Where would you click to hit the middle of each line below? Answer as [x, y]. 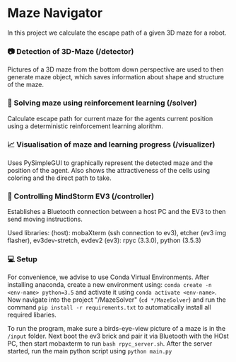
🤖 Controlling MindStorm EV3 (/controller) [81, 196]
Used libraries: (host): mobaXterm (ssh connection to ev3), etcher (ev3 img [117, 233]
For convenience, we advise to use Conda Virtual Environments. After [108, 277]
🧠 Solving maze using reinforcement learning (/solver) [102, 103]
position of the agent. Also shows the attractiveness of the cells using [109, 170]
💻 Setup [22, 259]
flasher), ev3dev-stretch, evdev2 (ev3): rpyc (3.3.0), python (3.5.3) [104, 241]
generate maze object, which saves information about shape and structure [116, 77]
